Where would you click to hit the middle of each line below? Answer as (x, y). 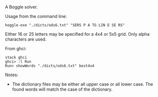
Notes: (12, 75)
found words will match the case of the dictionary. (62, 89)
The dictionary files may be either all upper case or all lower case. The (82, 84)
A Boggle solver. (21, 7)
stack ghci (16, 57)
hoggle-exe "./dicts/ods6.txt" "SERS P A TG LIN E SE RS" (65, 25)
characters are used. (26, 39)
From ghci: (16, 48)
